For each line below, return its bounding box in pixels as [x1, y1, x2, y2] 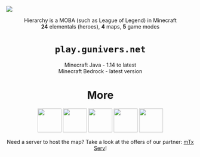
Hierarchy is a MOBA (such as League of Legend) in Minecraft [23, 17, 177, 24]
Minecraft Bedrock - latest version [58, 67, 143, 74]
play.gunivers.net [54, 44, 146, 55]
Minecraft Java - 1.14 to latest [64, 61, 137, 68]
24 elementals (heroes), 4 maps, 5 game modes [41, 23, 160, 30]
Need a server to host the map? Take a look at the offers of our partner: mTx [7, 138, 194, 145]
